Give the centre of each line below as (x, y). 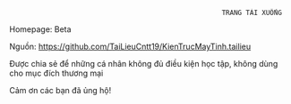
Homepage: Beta (40, 29)
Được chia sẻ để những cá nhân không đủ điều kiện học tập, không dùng (144, 64)
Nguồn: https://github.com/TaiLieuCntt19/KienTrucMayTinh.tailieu (130, 46)
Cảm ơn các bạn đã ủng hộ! (60, 90)
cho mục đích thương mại (56, 73)
